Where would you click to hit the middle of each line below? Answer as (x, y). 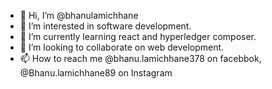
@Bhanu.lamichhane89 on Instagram (96, 73)
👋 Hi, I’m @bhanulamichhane (79, 15)
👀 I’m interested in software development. (105, 26)
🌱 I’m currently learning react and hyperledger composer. (138, 36)
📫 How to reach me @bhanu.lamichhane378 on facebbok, (140, 58)
